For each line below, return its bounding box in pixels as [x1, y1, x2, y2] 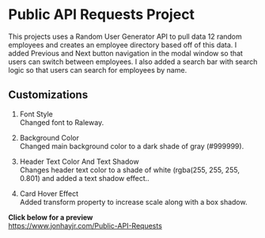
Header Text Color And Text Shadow [19, 157, 140, 166]
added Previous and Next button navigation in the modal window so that [8, 48, 244, 58]
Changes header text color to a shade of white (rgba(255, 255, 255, [19, 164, 240, 175]
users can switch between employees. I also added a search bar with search [8, 57, 258, 66]
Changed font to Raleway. [19, 117, 104, 127]
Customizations [8, 89, 89, 102]
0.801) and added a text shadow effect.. [19, 173, 150, 183]
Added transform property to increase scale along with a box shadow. [19, 197, 248, 206]
